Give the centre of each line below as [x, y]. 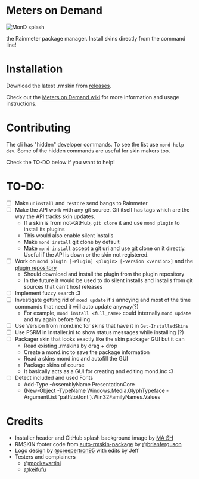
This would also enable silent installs [69, 235]
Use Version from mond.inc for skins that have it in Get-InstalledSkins [102, 326]
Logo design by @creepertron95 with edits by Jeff [77, 451]
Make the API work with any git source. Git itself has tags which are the [102, 209]
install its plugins [44, 229]
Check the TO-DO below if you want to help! [60, 162]
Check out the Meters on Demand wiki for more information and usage [93, 97]
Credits [25, 421]
